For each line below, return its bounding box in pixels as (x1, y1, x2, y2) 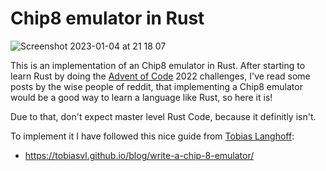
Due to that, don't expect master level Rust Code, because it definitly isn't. (10, 110, 317, 122)
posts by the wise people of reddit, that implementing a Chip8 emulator (10, 80, 303, 92)
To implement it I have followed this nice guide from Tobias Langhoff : (10, 130, 295, 142)
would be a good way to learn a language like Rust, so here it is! (10, 91, 273, 103)
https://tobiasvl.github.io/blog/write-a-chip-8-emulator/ (24, 149, 255, 161)
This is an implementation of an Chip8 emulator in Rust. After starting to (10, 59, 306, 71)
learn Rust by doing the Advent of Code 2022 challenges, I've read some (10, 70, 311, 82)
